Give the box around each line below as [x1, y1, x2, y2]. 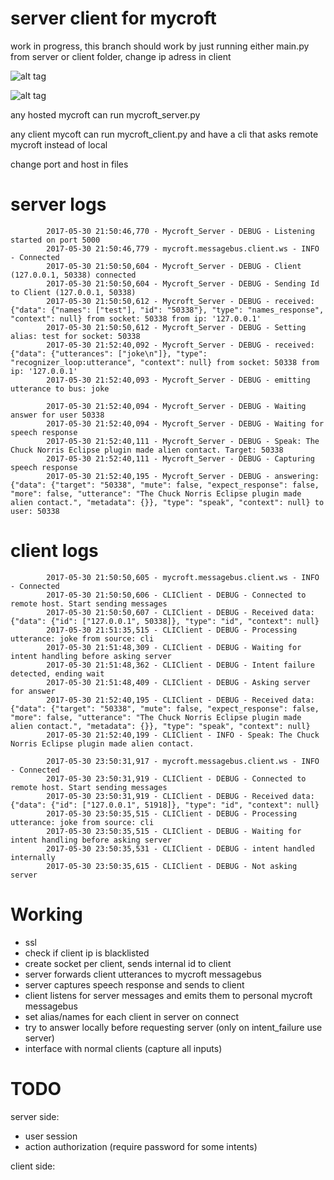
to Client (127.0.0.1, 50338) [10, 287, 137, 297]
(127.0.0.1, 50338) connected [10, 270, 137, 280]
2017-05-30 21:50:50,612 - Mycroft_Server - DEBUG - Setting [46, 322, 307, 332]
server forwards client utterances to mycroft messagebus [24, 968, 262, 980]
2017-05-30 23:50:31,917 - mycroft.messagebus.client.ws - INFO [46, 756, 320, 766]
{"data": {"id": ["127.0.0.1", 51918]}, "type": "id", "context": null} [10, 800, 320, 810]
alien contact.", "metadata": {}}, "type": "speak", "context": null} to [10, 497, 325, 507]
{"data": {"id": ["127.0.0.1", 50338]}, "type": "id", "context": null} [10, 616, 320, 626]
